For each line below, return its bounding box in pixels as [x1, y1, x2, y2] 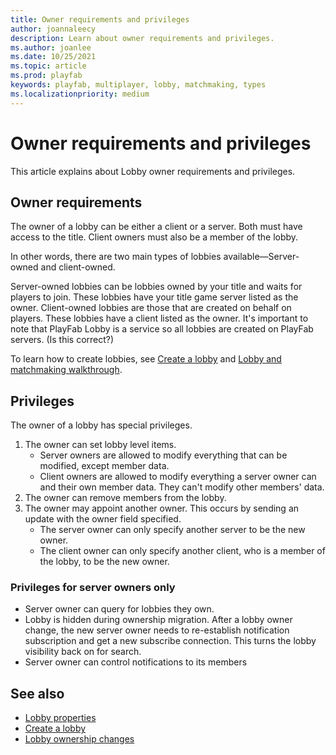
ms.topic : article [10, 61, 87, 71]
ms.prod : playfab [10, 71, 83, 81]
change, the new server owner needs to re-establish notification [24, 624, 290, 636]
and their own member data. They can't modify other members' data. [39, 481, 325, 493]
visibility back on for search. [24, 646, 142, 658]
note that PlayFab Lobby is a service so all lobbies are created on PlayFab [10, 323, 314, 335]
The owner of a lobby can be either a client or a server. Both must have [10, 221, 303, 233]
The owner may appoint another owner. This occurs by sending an [24, 502, 300, 515]
